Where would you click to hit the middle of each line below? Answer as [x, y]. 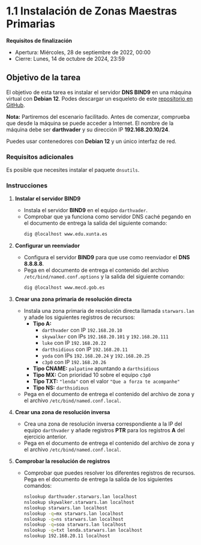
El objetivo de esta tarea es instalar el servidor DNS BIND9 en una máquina [99, 92]
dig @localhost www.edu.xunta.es [66, 234]
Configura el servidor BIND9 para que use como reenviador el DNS [107, 257]
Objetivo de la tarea [43, 77]
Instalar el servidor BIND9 [48, 199]
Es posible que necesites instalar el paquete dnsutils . [73, 170]
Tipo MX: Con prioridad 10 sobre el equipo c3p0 [92, 375]
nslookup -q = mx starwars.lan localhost [74, 514]
